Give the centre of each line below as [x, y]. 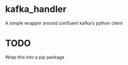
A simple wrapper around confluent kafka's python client [64, 23]
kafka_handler [36, 9]
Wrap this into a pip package [35, 57]
